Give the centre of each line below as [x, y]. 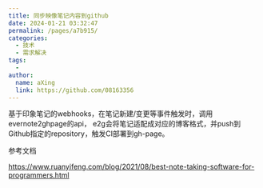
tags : [17, 61]
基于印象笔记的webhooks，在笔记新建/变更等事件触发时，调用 [111, 114]
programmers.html [39, 175]
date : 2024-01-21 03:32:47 [53, 23]
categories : [28, 38]
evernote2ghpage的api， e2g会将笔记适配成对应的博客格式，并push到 [125, 124]
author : [21, 75]
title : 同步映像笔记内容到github [59, 16]
